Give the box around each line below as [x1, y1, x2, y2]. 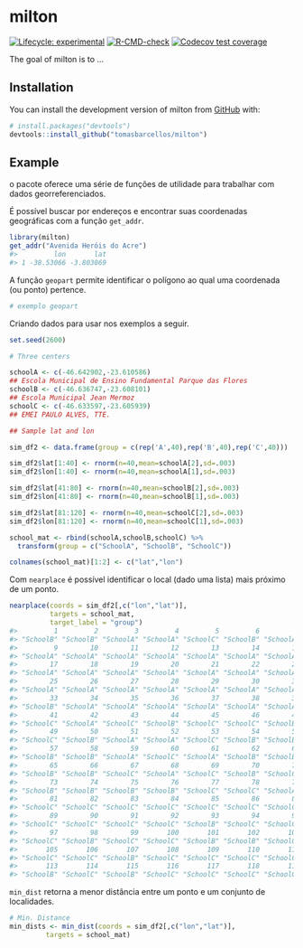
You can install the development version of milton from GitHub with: [9, 104, 261, 115]
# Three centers [9, 352, 70, 361]
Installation [9, 80, 74, 96]
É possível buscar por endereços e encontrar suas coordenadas [9, 206, 248, 217]
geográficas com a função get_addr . [9, 215, 144, 227]
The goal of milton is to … [9, 53, 105, 64]
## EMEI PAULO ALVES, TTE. [9, 409, 111, 419]
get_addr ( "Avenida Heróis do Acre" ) [9, 241, 147, 250]
